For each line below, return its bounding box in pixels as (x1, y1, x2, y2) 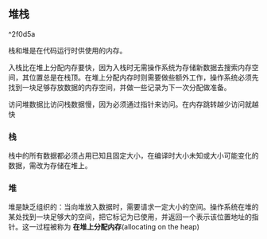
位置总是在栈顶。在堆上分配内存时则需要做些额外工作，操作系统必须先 (29, 72, 259, 82)
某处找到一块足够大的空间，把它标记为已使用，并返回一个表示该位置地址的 (8, 212, 252, 221)
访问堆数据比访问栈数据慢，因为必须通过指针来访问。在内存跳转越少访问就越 (8, 99, 259, 109)
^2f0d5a (8, 29, 36, 38)
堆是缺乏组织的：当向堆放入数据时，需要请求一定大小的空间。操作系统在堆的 (8, 202, 259, 212)
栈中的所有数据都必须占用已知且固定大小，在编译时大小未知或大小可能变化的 (8, 151, 259, 161)
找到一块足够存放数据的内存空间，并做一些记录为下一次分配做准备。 (8, 82, 231, 92)
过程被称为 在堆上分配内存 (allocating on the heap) (35, 222, 200, 232)
